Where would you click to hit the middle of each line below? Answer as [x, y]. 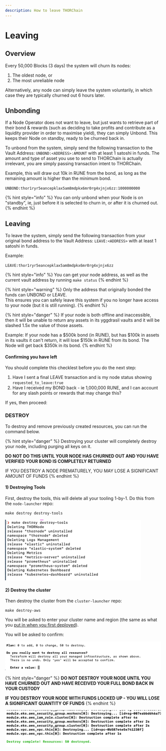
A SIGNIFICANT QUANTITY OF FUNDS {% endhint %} [61, 703]
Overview [21, 54]
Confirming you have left [31, 357]
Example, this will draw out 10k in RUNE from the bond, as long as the [76, 173]
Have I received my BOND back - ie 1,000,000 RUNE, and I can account [85, 388]
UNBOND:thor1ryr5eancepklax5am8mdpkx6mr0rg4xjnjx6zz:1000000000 [73, 188]
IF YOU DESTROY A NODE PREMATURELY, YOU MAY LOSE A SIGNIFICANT [82, 471]
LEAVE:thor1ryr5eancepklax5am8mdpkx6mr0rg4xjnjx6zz [59, 266]
